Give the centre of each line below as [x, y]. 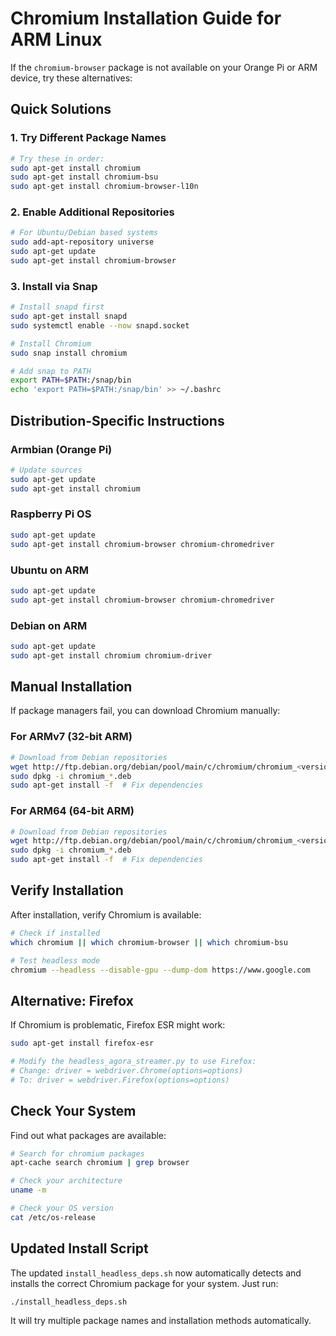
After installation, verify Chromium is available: [106, 914]
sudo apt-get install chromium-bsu [84, 177]
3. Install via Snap [54, 286]
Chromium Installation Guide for [146, 18]
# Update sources [46, 470]
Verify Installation [67, 890]
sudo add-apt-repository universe [82, 242]
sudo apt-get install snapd [69, 317]
